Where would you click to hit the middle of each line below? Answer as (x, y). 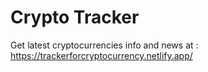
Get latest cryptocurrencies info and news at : (104, 45)
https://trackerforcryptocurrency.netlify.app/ (101, 55)
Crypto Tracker (75, 17)
